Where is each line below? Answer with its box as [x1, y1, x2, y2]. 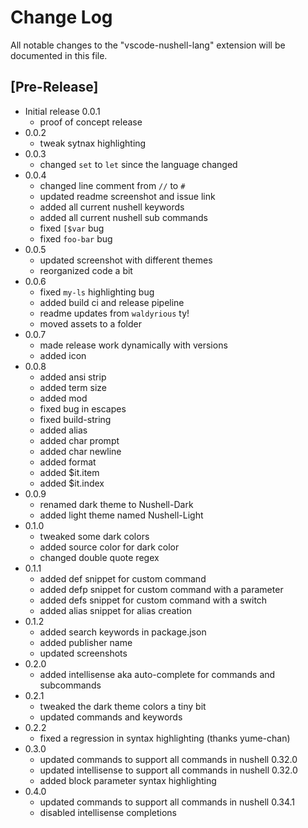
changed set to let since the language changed [39, 158, 238, 170]
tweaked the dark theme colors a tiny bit [39, 700, 207, 712]
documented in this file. [10, 49, 108, 61]
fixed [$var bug [39, 222, 105, 234]
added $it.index [39, 477, 105, 489]
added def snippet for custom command [39, 572, 207, 585]
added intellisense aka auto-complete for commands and [39, 668, 276, 680]
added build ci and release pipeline [39, 296, 185, 308]
